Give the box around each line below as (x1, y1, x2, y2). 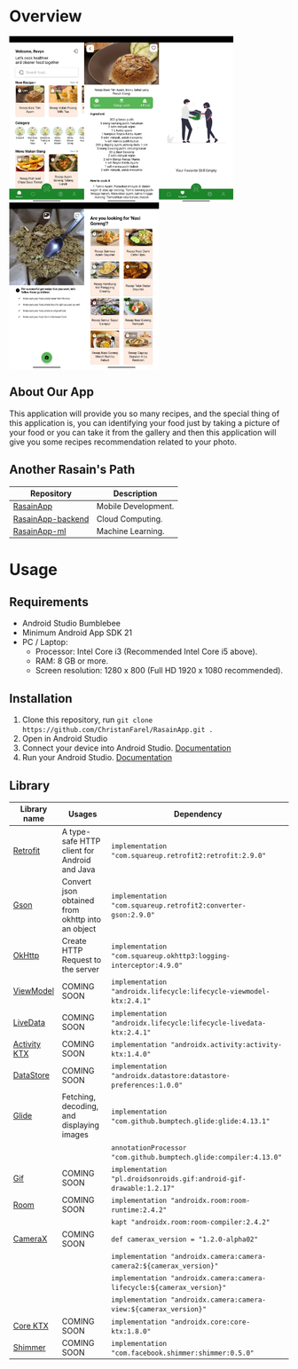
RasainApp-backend (12, 513, 90, 524)
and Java (61, 863, 96, 875)
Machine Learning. (96, 525, 165, 536)
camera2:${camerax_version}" (110, 1262, 219, 1271)
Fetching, (61, 1091, 96, 1102)
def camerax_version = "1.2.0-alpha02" (110, 1235, 259, 1244)
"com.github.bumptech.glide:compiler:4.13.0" (110, 1153, 282, 1161)
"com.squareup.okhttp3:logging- (110, 951, 231, 960)
